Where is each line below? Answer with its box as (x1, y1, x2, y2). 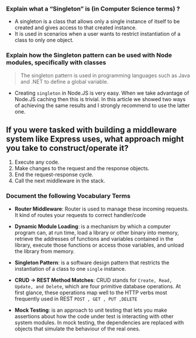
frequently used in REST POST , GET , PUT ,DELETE (14, 295, 137, 302)
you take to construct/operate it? (6, 143, 129, 153)
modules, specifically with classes (6, 58, 106, 67)
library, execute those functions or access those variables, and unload (14, 242, 184, 249)
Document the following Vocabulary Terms (6, 192, 130, 200)
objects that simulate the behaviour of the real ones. (14, 325, 140, 332)
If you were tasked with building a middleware (6, 125, 177, 134)
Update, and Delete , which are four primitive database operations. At (14, 282, 181, 289)
